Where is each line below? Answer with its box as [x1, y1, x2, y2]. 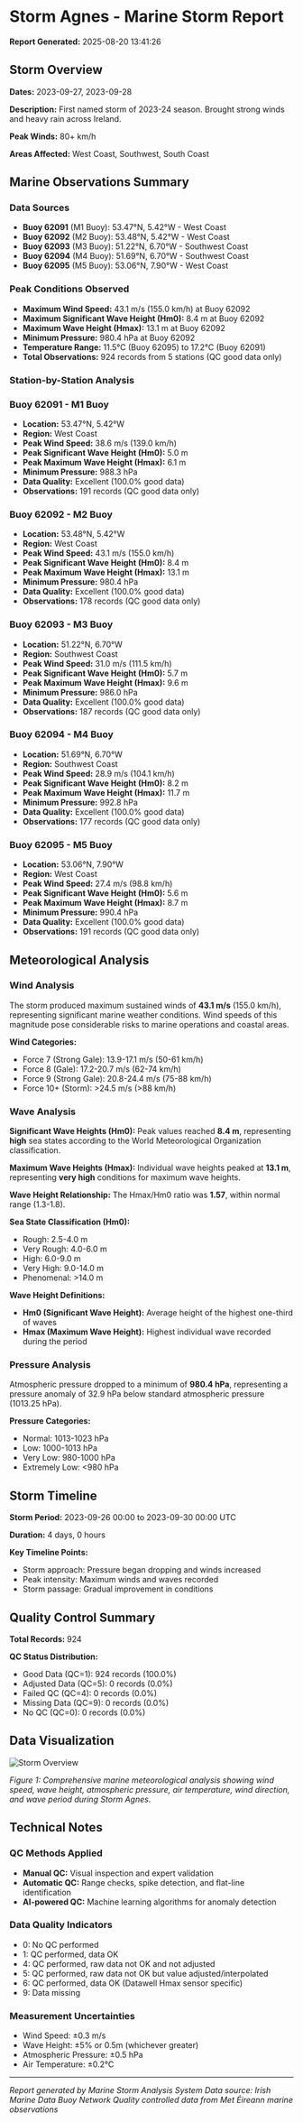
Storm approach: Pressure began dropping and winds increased [22, 1564, 262, 1575]
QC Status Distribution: [9, 1651, 98, 1662]
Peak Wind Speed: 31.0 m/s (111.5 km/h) [22, 658, 173, 669]
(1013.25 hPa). [9, 1398, 62, 1409]
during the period [22, 1336, 87, 1347]
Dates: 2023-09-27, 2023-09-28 [9, 86, 133, 97]
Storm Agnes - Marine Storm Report [9, 6, 284, 27]
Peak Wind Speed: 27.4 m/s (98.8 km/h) [22, 878, 173, 890]
